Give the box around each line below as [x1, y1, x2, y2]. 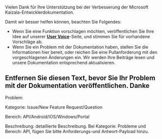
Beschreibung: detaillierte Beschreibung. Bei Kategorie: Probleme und [5, 123, 146, 129]
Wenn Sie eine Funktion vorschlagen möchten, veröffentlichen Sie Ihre [12, 28, 154, 34]
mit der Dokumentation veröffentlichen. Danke [5, 82, 150, 90]
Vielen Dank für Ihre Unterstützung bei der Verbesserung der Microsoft [5, 4, 148, 10]
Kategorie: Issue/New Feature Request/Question [5, 104, 103, 110]
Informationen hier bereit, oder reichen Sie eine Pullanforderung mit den [12, 49, 158, 55]
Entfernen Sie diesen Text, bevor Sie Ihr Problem [5, 74, 156, 83]
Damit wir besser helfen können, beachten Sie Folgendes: [5, 19, 121, 25]
